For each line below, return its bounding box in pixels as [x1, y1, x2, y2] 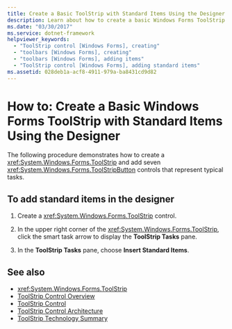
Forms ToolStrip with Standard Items [7, 113, 223, 129]
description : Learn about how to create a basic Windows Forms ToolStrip [7, 17, 226, 24]
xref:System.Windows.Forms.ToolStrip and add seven [7, 158, 161, 167]
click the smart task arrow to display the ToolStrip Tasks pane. [17, 232, 198, 241]
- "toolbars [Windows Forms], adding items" [13, 56, 144, 63]
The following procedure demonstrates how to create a [7, 151, 165, 159]
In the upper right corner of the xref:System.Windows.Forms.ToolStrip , [17, 225, 219, 234]
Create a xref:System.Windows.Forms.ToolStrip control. [17, 211, 177, 220]
